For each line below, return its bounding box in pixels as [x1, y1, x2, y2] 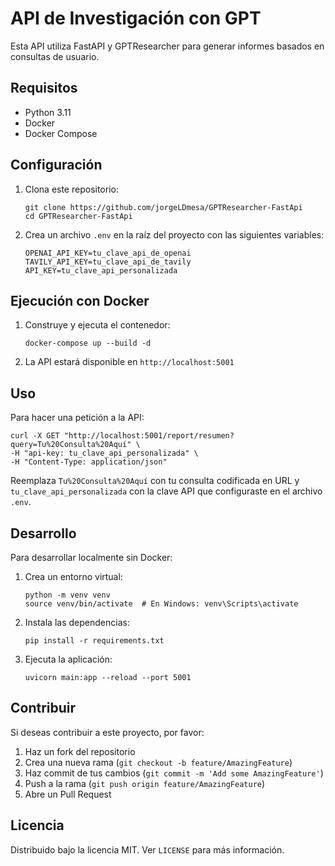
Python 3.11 [24, 106, 72, 118]
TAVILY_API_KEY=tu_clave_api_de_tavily [24, 257, 192, 267]
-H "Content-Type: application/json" [10, 457, 168, 467]
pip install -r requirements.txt [24, 636, 165, 646]
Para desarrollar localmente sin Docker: [10, 552, 173, 563]
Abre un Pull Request [24, 788, 112, 800]
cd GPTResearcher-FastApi [24, 211, 133, 221]
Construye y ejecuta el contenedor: [24, 319, 171, 331]
